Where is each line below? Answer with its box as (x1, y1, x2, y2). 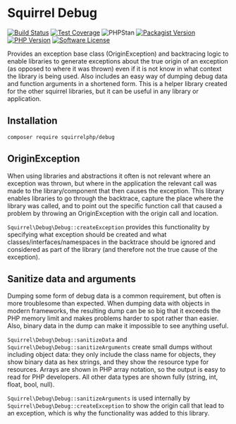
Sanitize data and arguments (7, 273, 136, 285)
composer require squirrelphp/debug (7, 133, 115, 140)
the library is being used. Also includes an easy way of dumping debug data (7, 72, 228, 80)
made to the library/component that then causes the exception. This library (7, 186, 225, 195)
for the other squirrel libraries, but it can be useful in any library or (7, 87, 199, 95)
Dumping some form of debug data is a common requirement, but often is (7, 291, 221, 301)
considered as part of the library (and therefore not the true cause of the (7, 245, 218, 253)
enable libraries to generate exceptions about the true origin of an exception (7, 56, 228, 65)
